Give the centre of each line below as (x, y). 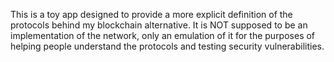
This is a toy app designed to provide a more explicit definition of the (151, 14)
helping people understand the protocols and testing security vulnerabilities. (167, 46)
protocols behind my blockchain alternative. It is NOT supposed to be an (159, 25)
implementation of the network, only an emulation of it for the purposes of (163, 35)
